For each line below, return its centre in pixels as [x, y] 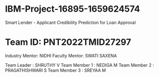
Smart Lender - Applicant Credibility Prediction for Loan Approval [71, 22]
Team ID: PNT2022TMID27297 [68, 42]
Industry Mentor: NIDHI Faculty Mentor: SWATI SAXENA [61, 56]
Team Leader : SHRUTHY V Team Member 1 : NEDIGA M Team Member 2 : [79, 65]
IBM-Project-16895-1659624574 [72, 9]
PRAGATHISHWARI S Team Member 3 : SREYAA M [55, 70]
